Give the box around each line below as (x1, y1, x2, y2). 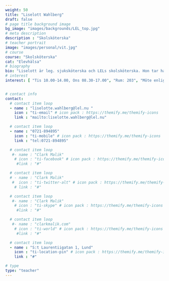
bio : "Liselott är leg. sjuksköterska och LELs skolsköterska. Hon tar (5, 69, 158, 74)
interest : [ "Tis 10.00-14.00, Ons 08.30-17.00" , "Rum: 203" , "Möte (5, 78, 152, 83)
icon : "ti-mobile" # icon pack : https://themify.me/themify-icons (14, 133, 161, 138)
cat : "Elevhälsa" (5, 59, 42, 64)
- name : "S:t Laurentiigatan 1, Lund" (10, 245, 94, 250)
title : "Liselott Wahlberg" (5, 12, 64, 17)
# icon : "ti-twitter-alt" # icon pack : (12, 180, 102, 185)
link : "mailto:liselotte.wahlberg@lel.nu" (14, 115, 107, 120)
